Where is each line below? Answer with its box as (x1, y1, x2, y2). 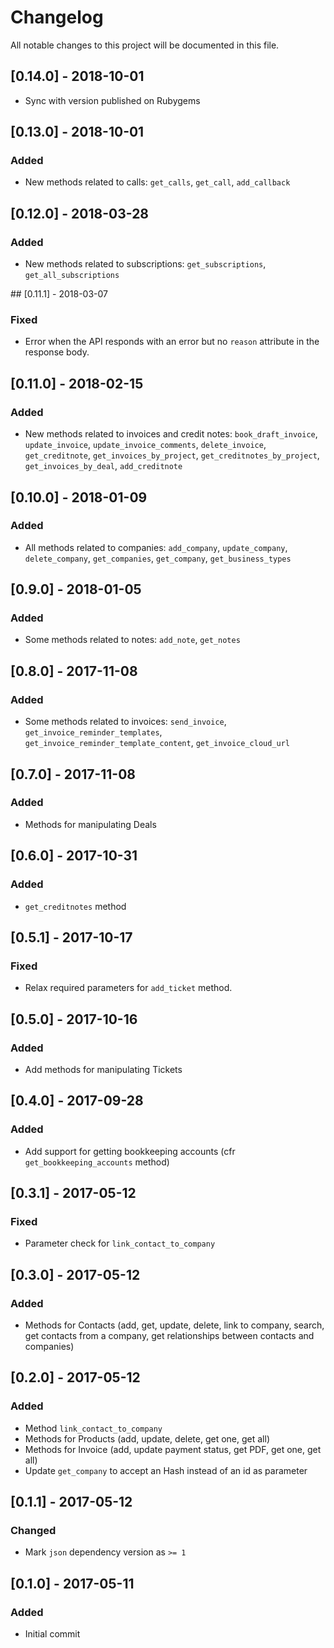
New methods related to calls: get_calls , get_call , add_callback (24, 176, 291, 188)
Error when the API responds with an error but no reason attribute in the (24, 336, 320, 348)
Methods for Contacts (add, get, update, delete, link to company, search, (24, 1319, 325, 1331)
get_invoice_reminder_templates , (24, 726, 163, 738)
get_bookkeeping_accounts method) (24, 1156, 170, 1168)
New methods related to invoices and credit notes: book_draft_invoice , (24, 428, 318, 440)
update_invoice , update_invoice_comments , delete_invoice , (24, 439, 267, 451)
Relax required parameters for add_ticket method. (24, 982, 233, 994)
